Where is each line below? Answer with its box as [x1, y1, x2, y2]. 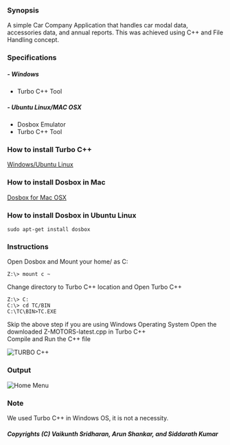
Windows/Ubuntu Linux [7, 160, 73, 169]
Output [7, 365, 32, 375]
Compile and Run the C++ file [7, 335, 91, 343]
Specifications [7, 53, 57, 63]
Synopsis [7, 6, 39, 15]
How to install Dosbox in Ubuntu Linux [7, 210, 137, 220]
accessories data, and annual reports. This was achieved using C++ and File [7, 28, 224, 36]
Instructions [7, 241, 49, 251]
